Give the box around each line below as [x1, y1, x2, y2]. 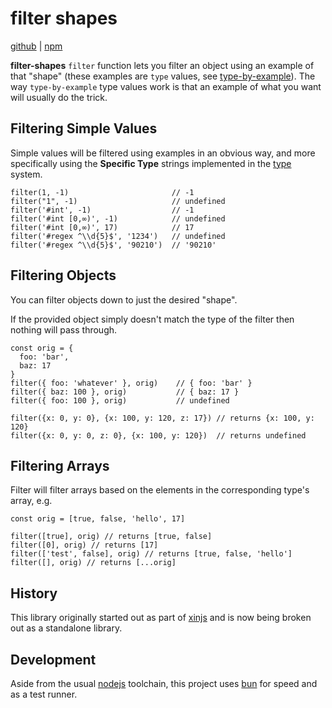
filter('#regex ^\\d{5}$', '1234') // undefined [10, 231, 226, 241]
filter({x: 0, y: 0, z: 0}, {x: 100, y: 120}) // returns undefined [10, 430, 307, 441]
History [10, 585, 58, 602]
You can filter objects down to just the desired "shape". [10, 293, 238, 306]
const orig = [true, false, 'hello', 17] [10, 514, 186, 524]
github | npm [10, 40, 63, 52]
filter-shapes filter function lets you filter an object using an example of [10, 59, 315, 71]
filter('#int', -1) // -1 [10, 205, 195, 215]
